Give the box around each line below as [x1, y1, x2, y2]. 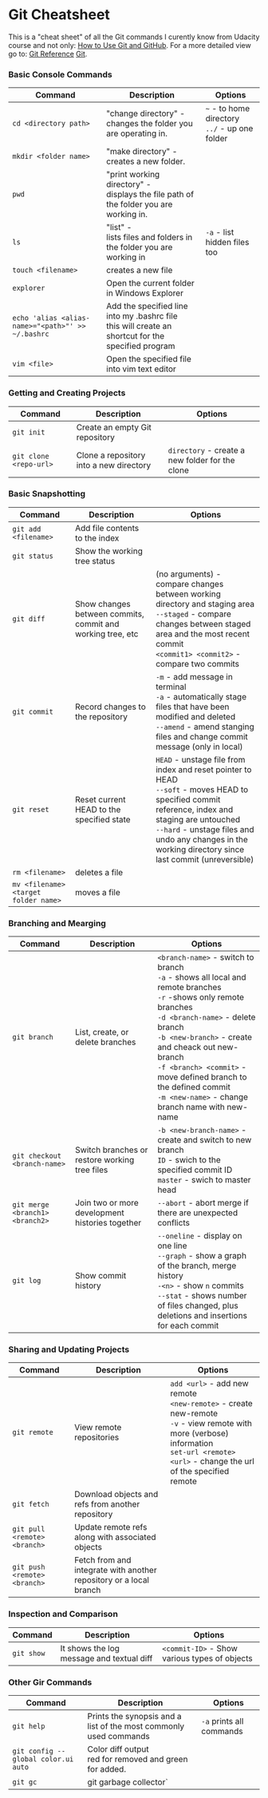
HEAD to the [74, 804, 121, 815]
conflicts [157, 1218, 190, 1229]
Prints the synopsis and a [87, 1711, 182, 1722]
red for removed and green [87, 1754, 188, 1765]
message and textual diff [60, 1653, 153, 1664]
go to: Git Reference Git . [8, 49, 88, 58]
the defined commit [157, 1082, 231, 1093]
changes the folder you [106, 118, 193, 129]
